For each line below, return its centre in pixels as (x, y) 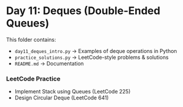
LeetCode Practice (33, 79)
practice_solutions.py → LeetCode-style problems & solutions (91, 57)
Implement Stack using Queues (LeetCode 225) (73, 92)
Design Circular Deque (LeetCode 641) (62, 98)
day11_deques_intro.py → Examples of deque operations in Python (96, 51)
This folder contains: (31, 39)
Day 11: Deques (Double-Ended (83, 11)
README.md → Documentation (49, 63)
